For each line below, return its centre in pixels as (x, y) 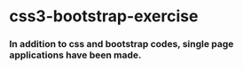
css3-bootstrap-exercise (104, 16)
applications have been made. (75, 55)
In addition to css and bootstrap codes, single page (121, 44)
